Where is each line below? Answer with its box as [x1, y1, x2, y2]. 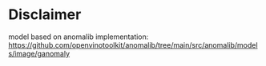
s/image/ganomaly [8, 49, 71, 58]
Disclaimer [8, 6, 82, 24]
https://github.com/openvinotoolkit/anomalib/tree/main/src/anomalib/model [8, 40, 258, 49]
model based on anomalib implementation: [8, 32, 149, 41]
